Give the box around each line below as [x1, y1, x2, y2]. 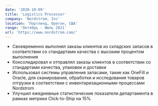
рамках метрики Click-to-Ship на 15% [12, 96, 91, 101]
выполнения [12, 54, 38, 59]
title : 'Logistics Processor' [5, 12, 67, 17]
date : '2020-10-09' [5, 7, 45, 12]
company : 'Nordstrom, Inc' [5, 16, 60, 21]
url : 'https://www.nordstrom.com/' [5, 30, 78, 35]
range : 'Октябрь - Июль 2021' [5, 26, 67, 30]
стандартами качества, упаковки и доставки [12, 64, 106, 70]
